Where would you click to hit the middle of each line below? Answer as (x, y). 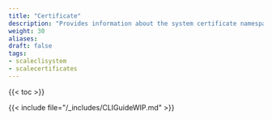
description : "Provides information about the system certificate (123, 24)
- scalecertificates (43, 69)
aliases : (23, 39)
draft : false (30, 46)
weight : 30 (27, 31)
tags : (17, 54)
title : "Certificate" (45, 16)
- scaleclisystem (38, 62)
